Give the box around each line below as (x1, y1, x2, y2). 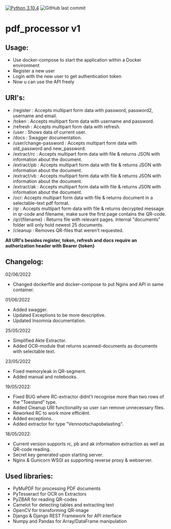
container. (12, 287, 34, 293)
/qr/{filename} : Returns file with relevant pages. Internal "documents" (12, 216, 161, 222)
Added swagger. (12, 306, 48, 313)
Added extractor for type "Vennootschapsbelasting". (12, 421, 124, 427)
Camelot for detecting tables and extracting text (12, 502, 114, 508)
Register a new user (12, 68, 55, 74)
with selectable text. (12, 348, 55, 354)
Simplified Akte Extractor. (12, 337, 67, 344)
